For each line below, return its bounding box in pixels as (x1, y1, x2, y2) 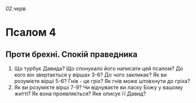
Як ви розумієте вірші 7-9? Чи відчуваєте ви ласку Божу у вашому (14, 84, 183, 91)
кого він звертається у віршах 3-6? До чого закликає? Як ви (14, 71, 167, 78)
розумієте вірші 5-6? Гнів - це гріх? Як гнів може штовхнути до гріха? (14, 78, 191, 85)
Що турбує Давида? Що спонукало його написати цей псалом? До (14, 65, 184, 72)
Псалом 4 (5, 26, 57, 39)
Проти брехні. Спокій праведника (5, 49, 137, 59)
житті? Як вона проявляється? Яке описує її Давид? (14, 90, 146, 97)
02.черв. (5, 5, 27, 12)
